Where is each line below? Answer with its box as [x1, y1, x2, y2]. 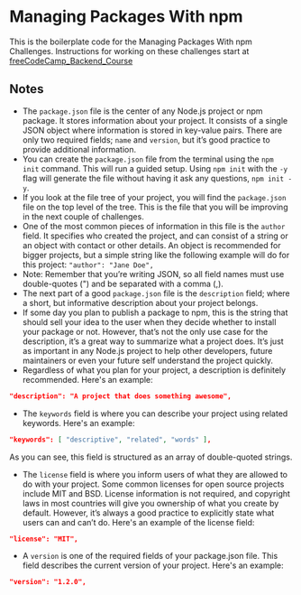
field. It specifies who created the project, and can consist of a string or [22, 230, 288, 241]
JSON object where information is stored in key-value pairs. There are [22, 125, 283, 135]
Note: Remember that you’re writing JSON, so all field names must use [22, 268, 285, 279]
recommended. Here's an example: [22, 374, 153, 385]
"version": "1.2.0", [9, 578, 87, 587]
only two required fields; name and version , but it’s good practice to [22, 134, 270, 145]
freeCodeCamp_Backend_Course [9, 55, 133, 66]
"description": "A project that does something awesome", [9, 391, 232, 401]
